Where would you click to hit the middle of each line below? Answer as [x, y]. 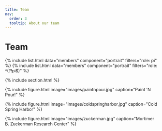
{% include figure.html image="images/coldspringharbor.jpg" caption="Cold [81, 104]
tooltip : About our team [34, 23]
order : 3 [18, 18]
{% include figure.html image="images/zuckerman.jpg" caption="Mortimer [80, 119]
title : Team [17, 9]
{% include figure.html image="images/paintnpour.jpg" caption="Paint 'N [78, 90]
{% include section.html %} [32, 80]
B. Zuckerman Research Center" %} [41, 124]
